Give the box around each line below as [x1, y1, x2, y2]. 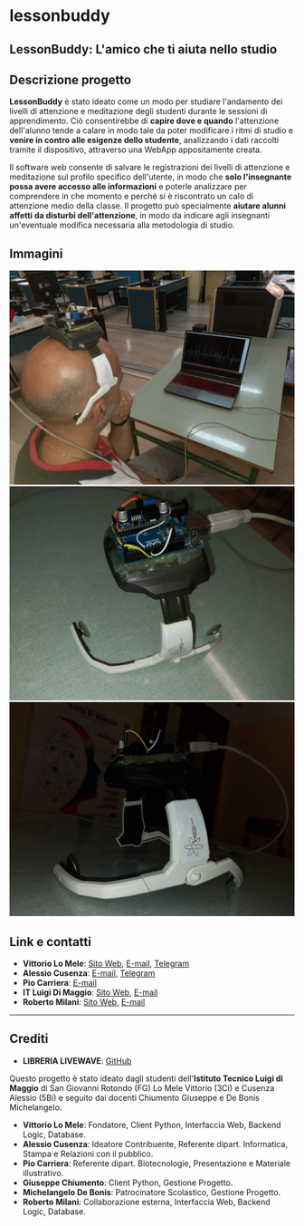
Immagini [9, 246, 63, 261]
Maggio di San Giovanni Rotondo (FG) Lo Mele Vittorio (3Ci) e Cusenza [9, 1082, 275, 1093]
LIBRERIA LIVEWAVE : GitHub [22, 1055, 132, 1066]
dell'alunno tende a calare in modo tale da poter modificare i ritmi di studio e [9, 125, 294, 136]
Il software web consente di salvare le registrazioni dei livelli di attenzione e [9, 162, 290, 173]
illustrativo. [22, 1167, 64, 1178]
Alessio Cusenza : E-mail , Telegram [22, 968, 156, 979]
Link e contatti [9, 934, 92, 950]
